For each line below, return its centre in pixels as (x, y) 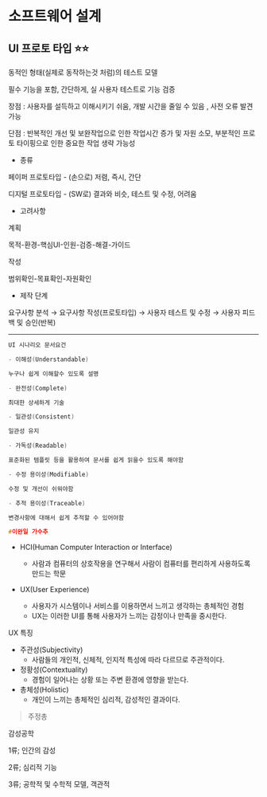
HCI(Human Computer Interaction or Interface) (96, 548)
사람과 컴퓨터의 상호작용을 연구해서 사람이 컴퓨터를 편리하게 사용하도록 (141, 563)
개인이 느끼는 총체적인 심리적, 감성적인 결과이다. (106, 700)
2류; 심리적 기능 (33, 768)
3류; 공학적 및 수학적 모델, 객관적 (59, 784)
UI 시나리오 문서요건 (37, 345)
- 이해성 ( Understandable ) (48, 359)
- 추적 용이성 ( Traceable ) (47, 503)
